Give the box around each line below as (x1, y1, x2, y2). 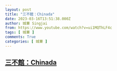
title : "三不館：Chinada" (5, 12, 55, 17)
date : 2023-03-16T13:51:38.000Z (5, 16, 71, 21)
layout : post (5, 7, 32, 12)
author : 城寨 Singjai (5, 21, 48, 26)
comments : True (5, 35, 36, 40)
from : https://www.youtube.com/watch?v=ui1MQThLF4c (5, 25, 112, 30)
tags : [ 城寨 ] (5, 30, 35, 35)
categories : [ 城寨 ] (5, 39, 48, 44)
